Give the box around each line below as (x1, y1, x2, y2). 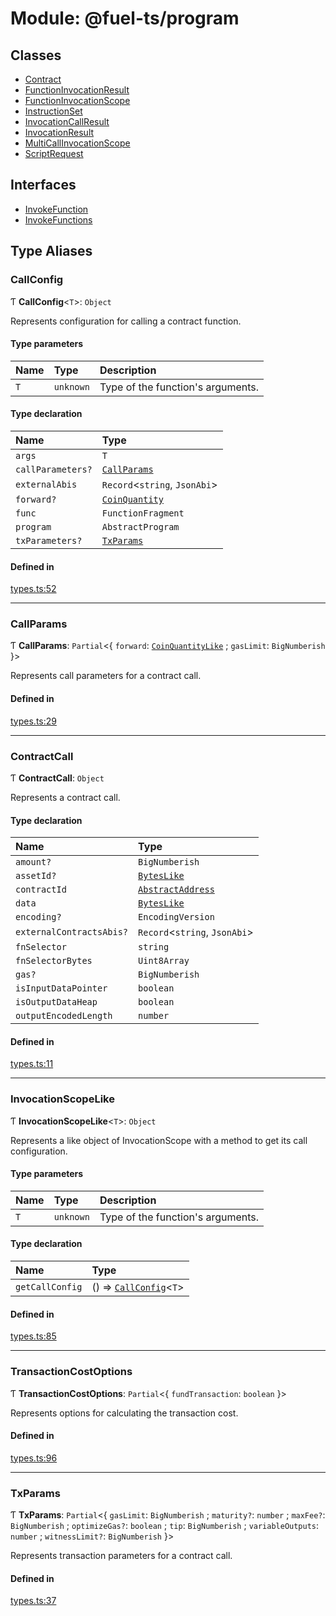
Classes (10, 47, 62, 64)
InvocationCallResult (24, 116, 110, 127)
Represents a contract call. (10, 791, 121, 803)
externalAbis (15, 478, 78, 490)
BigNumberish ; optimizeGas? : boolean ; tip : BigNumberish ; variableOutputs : (10, 1520, 320, 1532)
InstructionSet (24, 105, 83, 117)
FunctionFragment (101, 507, 185, 519)
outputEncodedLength (15, 1010, 113, 1022)
